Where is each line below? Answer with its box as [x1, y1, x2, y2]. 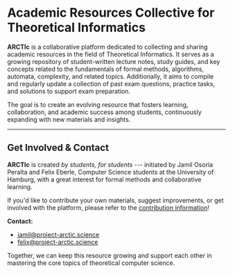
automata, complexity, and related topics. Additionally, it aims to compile [7, 72, 214, 81]
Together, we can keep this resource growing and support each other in [7, 251, 213, 259]
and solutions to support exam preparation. [7, 87, 130, 95]
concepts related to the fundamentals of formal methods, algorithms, [7, 65, 205, 73]
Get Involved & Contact [7, 142, 110, 154]
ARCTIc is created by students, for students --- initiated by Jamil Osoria [7, 160, 214, 168]
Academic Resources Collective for [7, 5, 215, 21]
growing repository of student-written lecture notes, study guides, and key [7, 57, 221, 65]
